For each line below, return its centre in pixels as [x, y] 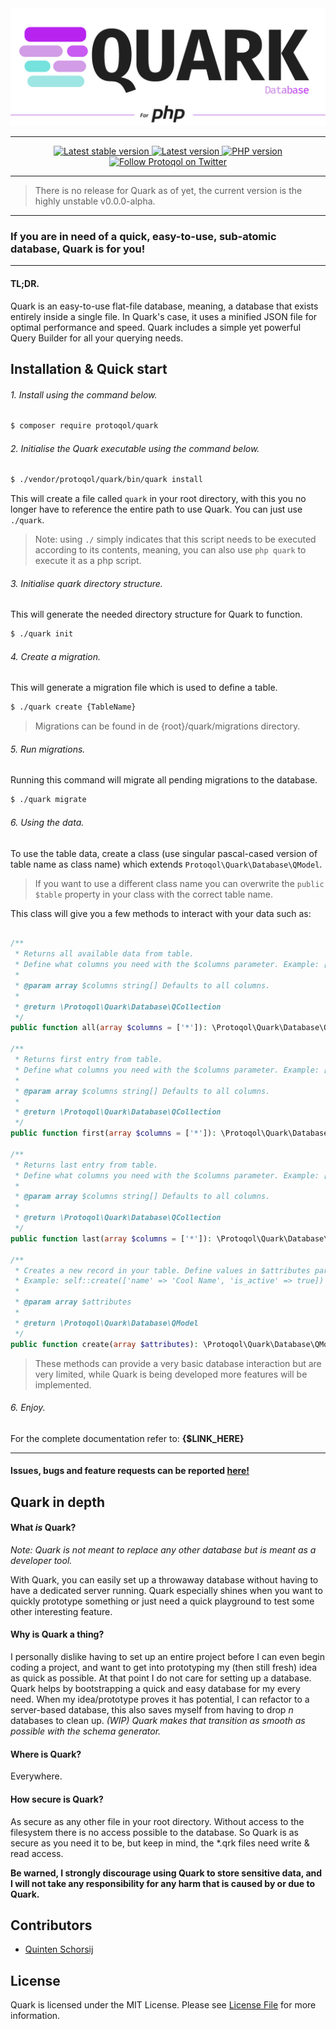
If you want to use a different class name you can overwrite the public [179, 883]
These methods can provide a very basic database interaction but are [178, 1363]
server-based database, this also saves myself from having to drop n [152, 1710]
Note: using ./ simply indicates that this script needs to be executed [175, 539]
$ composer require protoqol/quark [84, 426]
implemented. [63, 1384]
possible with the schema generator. [86, 1731]
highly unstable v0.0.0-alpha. [95, 201]
